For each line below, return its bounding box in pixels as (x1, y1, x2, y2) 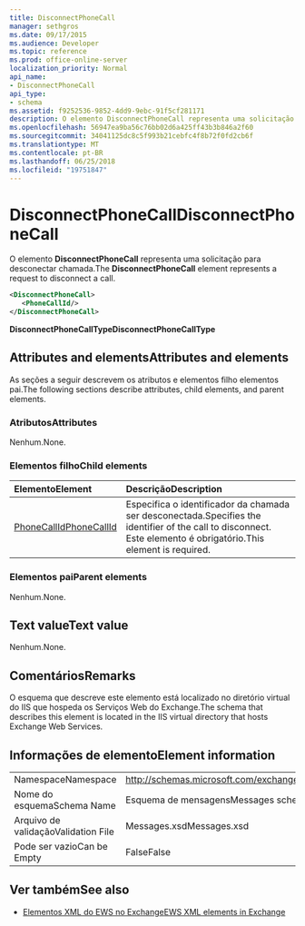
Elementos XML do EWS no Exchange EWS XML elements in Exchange (22, 906, 286, 917)
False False (125, 846, 171, 859)
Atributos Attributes (9, 416, 98, 429)
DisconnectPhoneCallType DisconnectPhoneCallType (9, 323, 216, 334)
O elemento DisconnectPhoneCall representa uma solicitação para (9, 253, 261, 264)
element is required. (125, 544, 212, 557)
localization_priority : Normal (9, 64, 128, 74)
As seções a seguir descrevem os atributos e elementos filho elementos (9, 374, 280, 385)
